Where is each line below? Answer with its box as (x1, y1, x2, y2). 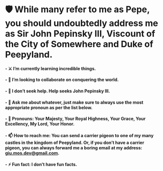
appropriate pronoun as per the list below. (5, 104, 93, 111)
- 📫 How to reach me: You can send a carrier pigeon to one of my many (5, 132, 154, 138)
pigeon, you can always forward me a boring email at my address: (5, 144, 142, 150)
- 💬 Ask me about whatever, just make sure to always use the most (5, 99, 144, 105)
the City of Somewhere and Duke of (5, 39, 154, 50)
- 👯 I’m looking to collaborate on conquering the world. (5, 77, 119, 83)
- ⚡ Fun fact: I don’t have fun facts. (5, 162, 77, 168)
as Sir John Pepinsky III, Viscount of (5, 28, 156, 39)
